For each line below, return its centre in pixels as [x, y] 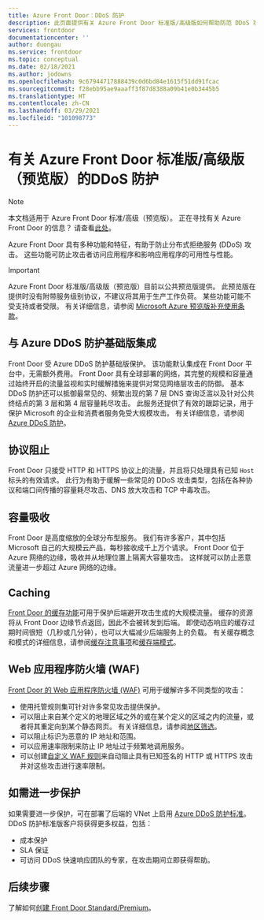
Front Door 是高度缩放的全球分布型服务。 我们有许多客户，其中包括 [117, 538]
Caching [29, 592]
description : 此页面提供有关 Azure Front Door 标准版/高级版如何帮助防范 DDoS [129, 23]
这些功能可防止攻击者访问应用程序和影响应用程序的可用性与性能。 [130, 254]
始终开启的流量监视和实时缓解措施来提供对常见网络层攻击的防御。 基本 [129, 383]
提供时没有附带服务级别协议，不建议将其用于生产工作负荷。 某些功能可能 [126, 296]
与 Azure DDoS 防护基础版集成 [82, 343]
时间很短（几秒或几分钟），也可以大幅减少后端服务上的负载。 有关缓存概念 [134, 632]
